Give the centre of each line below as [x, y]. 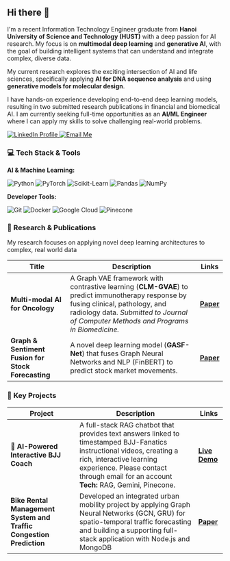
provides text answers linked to [129, 434]
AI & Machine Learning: [41, 170]
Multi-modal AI [36, 300]
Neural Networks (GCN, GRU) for [132, 513]
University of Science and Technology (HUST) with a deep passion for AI [112, 36]
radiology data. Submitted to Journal [129, 312]
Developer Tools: [32, 197]
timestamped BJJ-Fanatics [123, 442]
